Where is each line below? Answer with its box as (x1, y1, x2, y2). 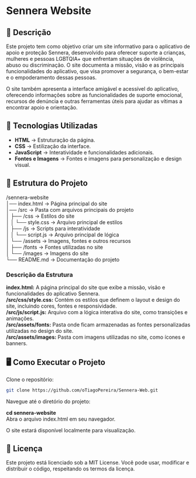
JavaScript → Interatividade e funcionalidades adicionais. (14, 149, 154, 156)
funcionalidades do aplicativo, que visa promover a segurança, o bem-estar (6, 68, 189, 74)
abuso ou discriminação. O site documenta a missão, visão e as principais (6, 61, 184, 68)
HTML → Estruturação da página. (14, 136, 95, 143)
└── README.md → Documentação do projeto (6, 256, 120, 263)
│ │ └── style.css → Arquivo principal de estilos (6, 218, 123, 226)
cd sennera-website (6, 409, 57, 416)
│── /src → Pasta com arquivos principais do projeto (6, 206, 134, 213)
